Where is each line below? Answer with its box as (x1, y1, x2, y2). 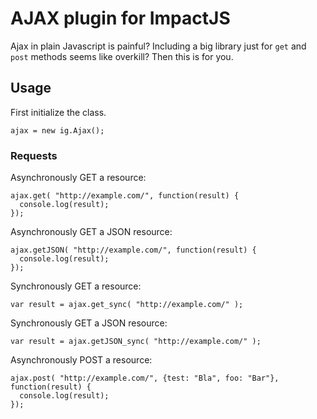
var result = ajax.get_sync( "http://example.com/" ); (10, 300, 244, 310)
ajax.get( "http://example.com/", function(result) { (10, 191, 240, 201)
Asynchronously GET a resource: (10, 172, 147, 184)
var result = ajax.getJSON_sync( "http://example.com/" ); (10, 337, 262, 347)
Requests (10, 148, 58, 162)
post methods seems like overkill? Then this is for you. (10, 50, 234, 62)
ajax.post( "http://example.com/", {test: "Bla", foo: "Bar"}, (10, 373, 280, 384)
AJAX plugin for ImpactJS (10, 7, 231, 30)
